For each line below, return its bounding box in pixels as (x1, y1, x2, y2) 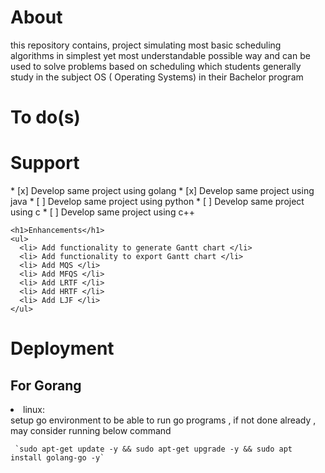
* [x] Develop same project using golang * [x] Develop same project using (10, 185, 315, 197)
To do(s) (10, 106, 81, 129)
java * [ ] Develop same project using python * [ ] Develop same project (10, 196, 305, 208)
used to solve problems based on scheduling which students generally (10, 60, 302, 72)
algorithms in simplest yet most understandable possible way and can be (10, 49, 311, 61)
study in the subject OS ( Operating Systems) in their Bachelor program (10, 71, 304, 83)
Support (10, 152, 80, 175)
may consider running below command (10, 425, 172, 437)
